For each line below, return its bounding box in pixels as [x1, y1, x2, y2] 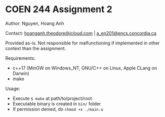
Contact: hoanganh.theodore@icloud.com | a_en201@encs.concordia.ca [5, 30, 157, 36]
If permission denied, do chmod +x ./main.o [12, 106, 104, 112]
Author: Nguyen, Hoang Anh [5, 20, 64, 26]
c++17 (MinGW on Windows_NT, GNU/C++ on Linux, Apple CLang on [12, 65, 157, 71]
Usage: [5, 85, 20, 92]
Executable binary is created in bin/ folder [12, 100, 101, 107]
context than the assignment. [5, 45, 66, 51]
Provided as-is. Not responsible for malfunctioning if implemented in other [5, 40, 160, 46]
